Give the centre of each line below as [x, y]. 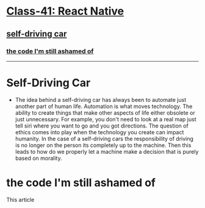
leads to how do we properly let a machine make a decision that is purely [107, 151]
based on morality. [38, 158]
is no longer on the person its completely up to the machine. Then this [103, 145]
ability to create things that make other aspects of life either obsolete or [105, 113]
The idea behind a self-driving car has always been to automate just [101, 99]
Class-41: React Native [65, 11]
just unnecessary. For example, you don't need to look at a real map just [106, 119]
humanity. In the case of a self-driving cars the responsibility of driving [104, 138]
